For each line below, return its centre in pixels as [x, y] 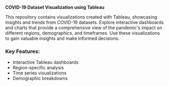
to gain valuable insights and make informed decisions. [62, 38]
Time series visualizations [39, 73]
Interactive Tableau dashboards [45, 62]
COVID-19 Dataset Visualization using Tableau [55, 7]
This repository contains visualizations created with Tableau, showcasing [81, 17]
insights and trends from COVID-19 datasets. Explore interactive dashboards [84, 22]
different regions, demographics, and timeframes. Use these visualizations [83, 33]
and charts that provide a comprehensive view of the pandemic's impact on [84, 28]
